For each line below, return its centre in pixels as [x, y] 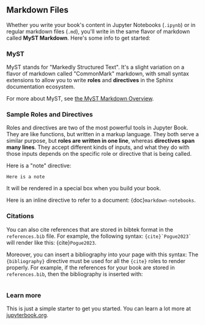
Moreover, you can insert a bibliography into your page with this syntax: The [102, 254]
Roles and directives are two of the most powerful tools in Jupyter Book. [97, 128]
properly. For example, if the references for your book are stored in [91, 267]
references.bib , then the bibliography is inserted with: [75, 274]
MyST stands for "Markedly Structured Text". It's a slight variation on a [95, 67]
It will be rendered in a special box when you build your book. [84, 188]
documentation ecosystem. [41, 87]
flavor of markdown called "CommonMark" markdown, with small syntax [98, 74]
